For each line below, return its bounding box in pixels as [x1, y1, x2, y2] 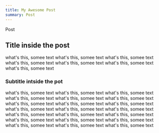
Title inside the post [5, 41, 70, 49]
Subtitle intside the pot [5, 78, 63, 85]
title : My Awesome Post [5, 7, 56, 13]
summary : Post [5, 12, 36, 17]
